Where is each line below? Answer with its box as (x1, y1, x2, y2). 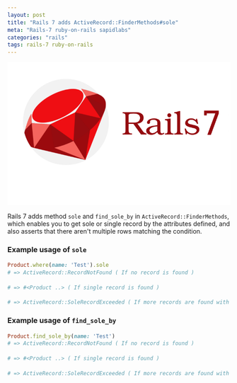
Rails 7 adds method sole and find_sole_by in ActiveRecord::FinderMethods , (7, 212, 230, 220)
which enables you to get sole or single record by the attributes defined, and (7, 219, 231, 228)
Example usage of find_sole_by (7, 316, 117, 326)
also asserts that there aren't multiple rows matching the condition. (7, 227, 202, 235)
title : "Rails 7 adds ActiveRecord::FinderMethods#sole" (7, 18, 179, 26)
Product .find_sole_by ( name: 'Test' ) (7, 333, 115, 340)
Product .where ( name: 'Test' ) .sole (7, 261, 110, 268)
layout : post (7, 11, 46, 18)
